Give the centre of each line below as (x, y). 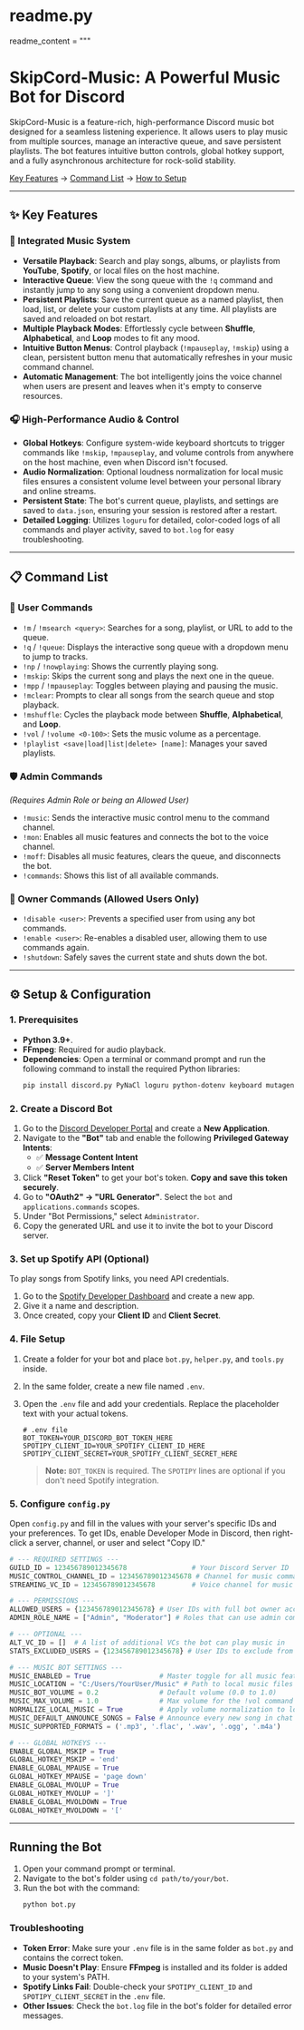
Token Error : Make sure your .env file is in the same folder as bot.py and (158, 1947)
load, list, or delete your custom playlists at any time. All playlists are (150, 308)
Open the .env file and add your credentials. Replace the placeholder (151, 1403)
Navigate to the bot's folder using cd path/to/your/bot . (125, 1879)
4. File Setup (38, 1339)
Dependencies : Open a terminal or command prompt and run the (144, 1059)
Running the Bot (56, 1847)
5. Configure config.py (60, 1504)
